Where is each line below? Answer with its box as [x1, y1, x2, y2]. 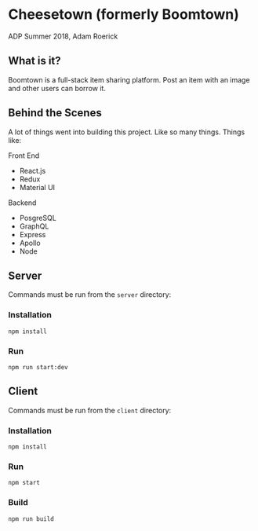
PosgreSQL [19, 213, 56, 222]
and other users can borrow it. [8, 83, 106, 93]
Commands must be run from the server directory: [8, 290, 172, 299]
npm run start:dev [8, 363, 68, 371]
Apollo [19, 238, 41, 247]
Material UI [19, 182, 56, 192]
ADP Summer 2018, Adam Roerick [8, 31, 118, 41]
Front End [8, 151, 40, 160]
